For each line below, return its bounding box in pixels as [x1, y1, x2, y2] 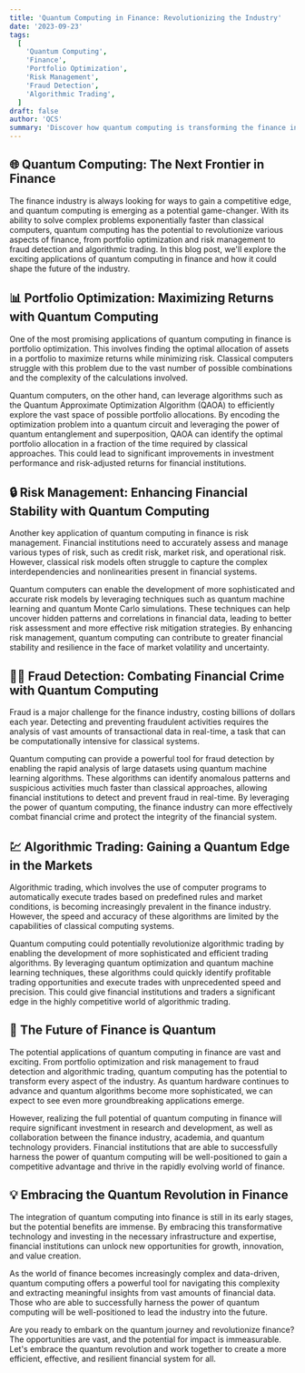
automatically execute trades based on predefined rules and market [9, 892, 263, 903]
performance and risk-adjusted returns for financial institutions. [9, 457, 247, 469]
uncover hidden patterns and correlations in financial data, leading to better [9, 613, 292, 624]
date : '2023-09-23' [9, 22, 84, 31]
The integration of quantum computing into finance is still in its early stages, [9, 1211, 293, 1222]
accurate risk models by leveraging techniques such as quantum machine [9, 593, 285, 605]
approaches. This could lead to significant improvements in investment [9, 448, 274, 459]
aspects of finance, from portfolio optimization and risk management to [9, 234, 276, 245]
